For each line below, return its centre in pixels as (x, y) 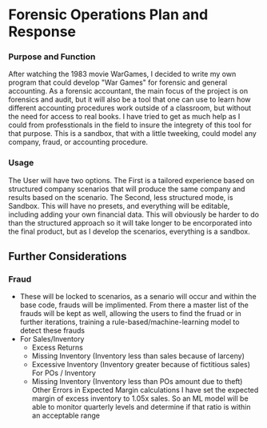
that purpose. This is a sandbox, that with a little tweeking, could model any (133, 134)
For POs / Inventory (64, 373)
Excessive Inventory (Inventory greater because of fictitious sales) (141, 365)
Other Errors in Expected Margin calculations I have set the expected (145, 390)
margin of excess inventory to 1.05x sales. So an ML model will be (140, 398)
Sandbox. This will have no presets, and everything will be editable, (119, 206)
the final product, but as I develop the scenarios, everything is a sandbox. (129, 231)
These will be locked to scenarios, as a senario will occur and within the (138, 297)
